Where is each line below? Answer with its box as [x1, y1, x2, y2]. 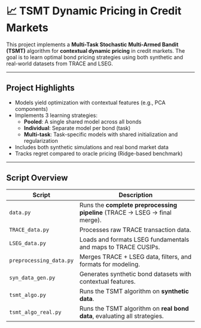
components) [14, 105, 48, 112]
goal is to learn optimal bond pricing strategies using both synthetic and [6, 53, 184, 61]
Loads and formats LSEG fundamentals [79, 235, 190, 243]
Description [118, 191, 153, 199]
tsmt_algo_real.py [9, 309, 62, 315]
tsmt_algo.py [9, 291, 47, 298]
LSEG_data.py [9, 240, 47, 246]
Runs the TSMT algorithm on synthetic [79, 287, 190, 295]
